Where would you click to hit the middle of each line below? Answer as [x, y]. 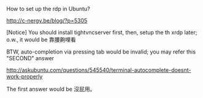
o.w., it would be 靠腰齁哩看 [41, 40]
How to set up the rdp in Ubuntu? [48, 9]
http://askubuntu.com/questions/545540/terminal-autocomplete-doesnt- [99, 70]
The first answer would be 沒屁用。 [51, 89]
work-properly [25, 76]
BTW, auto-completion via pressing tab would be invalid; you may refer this [101, 52]
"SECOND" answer [30, 58]
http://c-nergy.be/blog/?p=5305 [47, 20]
